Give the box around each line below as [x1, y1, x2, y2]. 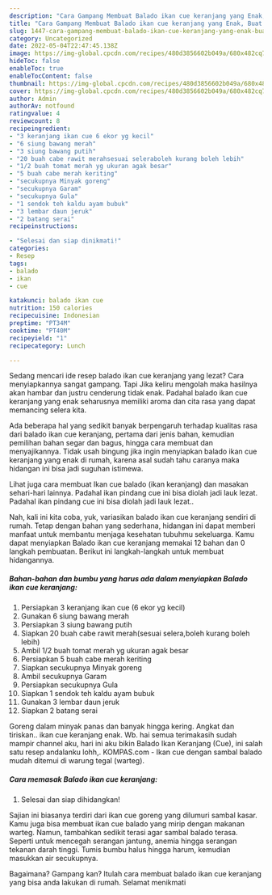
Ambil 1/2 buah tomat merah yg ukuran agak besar [20, 646, 189, 656]
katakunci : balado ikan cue [9, 297, 104, 305]
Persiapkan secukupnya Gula [20, 680, 119, 690]
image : [9, 49, 31, 57]
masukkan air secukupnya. [9, 854, 98, 863]
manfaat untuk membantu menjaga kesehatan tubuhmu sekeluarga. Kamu [9, 530, 255, 539]
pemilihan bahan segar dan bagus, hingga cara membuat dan [9, 438, 213, 448]
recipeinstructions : [9, 222, 79, 230]
